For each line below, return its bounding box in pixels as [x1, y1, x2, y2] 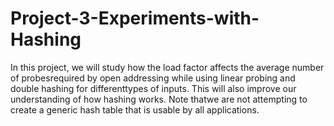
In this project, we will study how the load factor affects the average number [10, 61, 325, 73]
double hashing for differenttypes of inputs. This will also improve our [10, 82, 297, 94]
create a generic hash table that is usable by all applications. [10, 103, 260, 116]
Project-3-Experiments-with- [10, 7, 260, 30]
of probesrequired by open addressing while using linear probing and [10, 72, 296, 84]
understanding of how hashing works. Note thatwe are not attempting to [10, 93, 308, 105]
